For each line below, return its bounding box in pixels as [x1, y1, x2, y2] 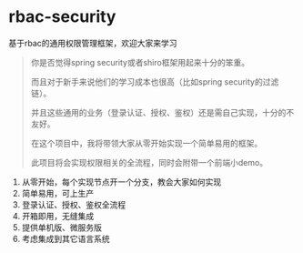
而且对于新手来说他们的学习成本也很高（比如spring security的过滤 [30, 76, 279, 87]
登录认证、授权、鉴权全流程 [21, 198, 126, 210]
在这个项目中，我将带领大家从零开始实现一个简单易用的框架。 [30, 137, 263, 148]
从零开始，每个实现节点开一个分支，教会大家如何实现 [21, 176, 222, 187]
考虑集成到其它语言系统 [21, 233, 110, 244]
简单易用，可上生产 [21, 187, 95, 198]
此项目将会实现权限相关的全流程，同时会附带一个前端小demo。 [30, 157, 268, 167]
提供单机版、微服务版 [21, 221, 102, 233]
